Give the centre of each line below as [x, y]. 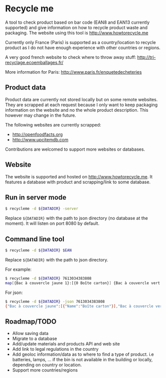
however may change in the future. [41, 115]
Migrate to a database [35, 338]
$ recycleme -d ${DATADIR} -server [42, 209]
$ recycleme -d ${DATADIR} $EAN [38, 251]
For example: [19, 269]
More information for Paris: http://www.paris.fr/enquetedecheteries [74, 72]
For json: [14, 293]
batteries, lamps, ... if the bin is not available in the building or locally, [83, 360]
